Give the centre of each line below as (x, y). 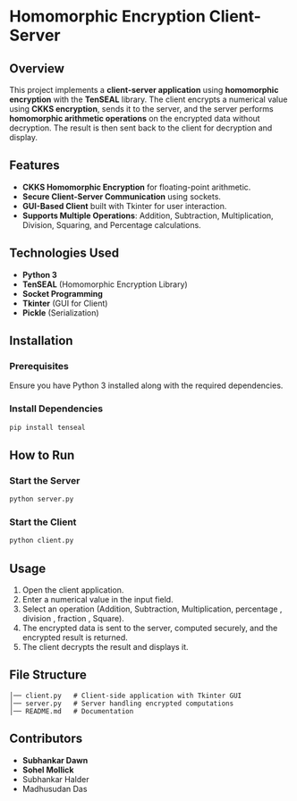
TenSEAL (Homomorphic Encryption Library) (105, 284)
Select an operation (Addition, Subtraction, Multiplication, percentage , (152, 609)
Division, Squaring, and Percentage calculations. (111, 224)
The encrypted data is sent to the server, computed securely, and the (150, 628)
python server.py (42, 499)
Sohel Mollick (48, 770)
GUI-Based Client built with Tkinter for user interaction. (124, 206)
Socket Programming (62, 293)
